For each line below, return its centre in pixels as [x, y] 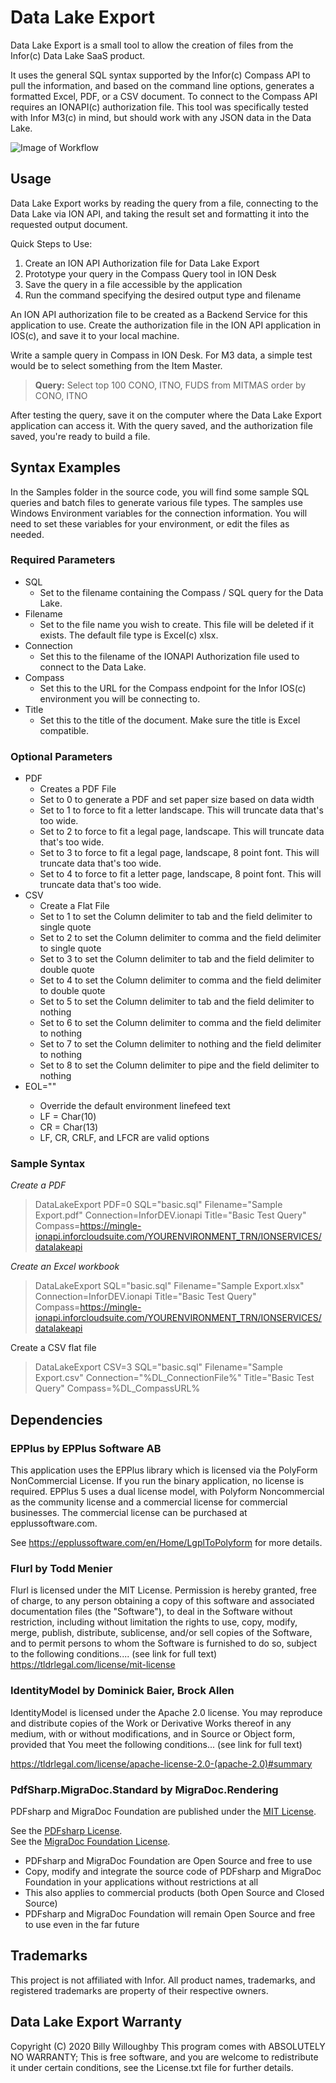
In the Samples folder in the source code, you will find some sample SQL [160, 492]
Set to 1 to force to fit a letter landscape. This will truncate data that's [181, 810]
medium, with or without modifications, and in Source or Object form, [153, 1733]
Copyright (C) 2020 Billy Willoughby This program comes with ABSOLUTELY [168, 2046]
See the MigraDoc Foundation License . [90, 1842]
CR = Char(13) [69, 1127]
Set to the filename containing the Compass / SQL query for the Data [181, 592]
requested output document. [69, 224]
